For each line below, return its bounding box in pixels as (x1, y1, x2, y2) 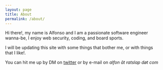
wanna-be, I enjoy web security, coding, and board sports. (5, 35, 124, 41)
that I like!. (5, 50, 26, 56)
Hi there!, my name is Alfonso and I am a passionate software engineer (5, 30, 148, 36)
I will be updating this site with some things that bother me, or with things (5, 45, 153, 51)
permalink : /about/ (5, 16, 45, 21)
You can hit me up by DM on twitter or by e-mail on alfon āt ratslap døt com (5, 60, 159, 66)
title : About (5, 12, 32, 17)
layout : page (5, 7, 32, 12)
